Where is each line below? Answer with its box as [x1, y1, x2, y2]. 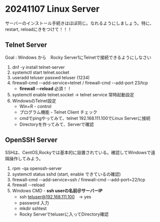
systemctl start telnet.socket [12, 69, 70, 75]
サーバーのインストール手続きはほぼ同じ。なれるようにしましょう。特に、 [5, 20, 155, 26]
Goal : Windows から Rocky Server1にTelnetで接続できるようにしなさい [5, 54, 152, 60]
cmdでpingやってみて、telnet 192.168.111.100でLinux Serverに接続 [19, 115, 151, 121]
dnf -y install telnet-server [12, 64, 65, 70]
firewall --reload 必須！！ [19, 86, 72, 91]
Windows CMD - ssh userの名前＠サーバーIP [12, 187, 103, 194]
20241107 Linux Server [5, 3, 100, 15]
